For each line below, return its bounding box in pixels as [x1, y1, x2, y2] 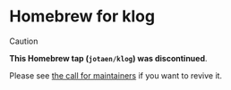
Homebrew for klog [9, 6, 155, 27]
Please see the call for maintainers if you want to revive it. [9, 70, 222, 81]
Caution [9, 36, 38, 46]
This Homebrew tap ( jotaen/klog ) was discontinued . [9, 53, 208, 63]
